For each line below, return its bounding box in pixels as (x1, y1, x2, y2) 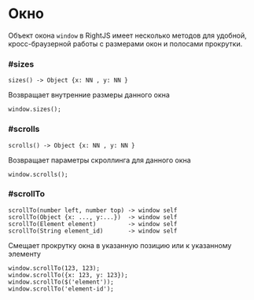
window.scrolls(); (8, 170, 68, 178)
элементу (8, 249, 42, 258)
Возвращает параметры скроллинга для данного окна (8, 155, 191, 165)
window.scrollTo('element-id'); (8, 284, 114, 293)
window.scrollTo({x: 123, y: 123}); (8, 271, 128, 279)
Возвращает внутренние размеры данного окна (8, 90, 171, 100)
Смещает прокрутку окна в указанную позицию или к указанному (8, 240, 232, 250)
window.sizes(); (8, 105, 61, 114)
